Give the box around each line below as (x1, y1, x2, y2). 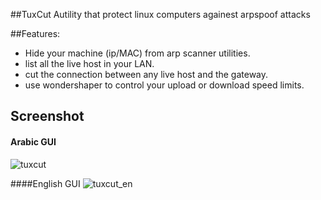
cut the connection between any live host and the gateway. (24, 69, 269, 80)
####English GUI (10, 177, 81, 189)
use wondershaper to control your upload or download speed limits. (24, 79, 305, 91)
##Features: (10, 28, 61, 39)
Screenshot (10, 108, 85, 125)
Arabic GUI (10, 135, 57, 148)
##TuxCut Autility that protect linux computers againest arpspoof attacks (10, 9, 311, 20)
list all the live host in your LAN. (24, 58, 155, 69)
